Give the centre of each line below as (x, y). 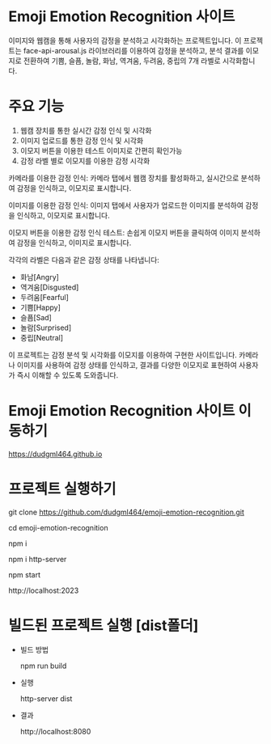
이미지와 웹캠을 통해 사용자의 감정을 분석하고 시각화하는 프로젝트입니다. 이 (125, 40)
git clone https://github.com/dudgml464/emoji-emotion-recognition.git (127, 512)
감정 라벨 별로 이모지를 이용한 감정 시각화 (85, 161)
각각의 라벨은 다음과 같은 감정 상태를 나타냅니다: (84, 260)
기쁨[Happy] (40, 307)
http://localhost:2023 (44, 590)
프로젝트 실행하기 (62, 489)
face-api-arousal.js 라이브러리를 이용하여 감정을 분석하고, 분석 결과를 (133, 50)
